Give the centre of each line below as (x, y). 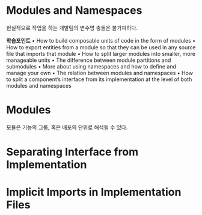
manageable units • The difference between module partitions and (89, 60)
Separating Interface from (72, 152)
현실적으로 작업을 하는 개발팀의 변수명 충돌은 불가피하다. (72, 28)
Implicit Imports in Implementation (94, 192)
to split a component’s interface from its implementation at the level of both (99, 79)
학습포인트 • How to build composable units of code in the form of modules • (101, 40)
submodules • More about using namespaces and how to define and (91, 66)
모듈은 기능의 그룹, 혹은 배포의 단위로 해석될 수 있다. (67, 127)
